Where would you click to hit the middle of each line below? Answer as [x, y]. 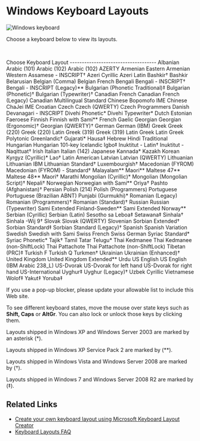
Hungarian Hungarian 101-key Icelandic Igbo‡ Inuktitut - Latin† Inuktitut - [95, 145]
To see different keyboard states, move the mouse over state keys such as [98, 307]
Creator [24, 425]
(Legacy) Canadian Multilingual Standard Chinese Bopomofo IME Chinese [97, 100]
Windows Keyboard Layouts [78, 11]
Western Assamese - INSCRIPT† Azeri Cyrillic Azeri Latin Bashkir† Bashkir [97, 75]
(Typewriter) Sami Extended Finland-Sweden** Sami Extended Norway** [96, 208]
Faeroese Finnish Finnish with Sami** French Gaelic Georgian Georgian [94, 119]
